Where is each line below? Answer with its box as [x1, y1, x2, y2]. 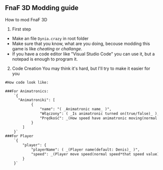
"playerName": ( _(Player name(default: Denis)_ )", [31, 147, 140, 152]
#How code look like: [5, 80, 49, 85]
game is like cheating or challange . [12, 46, 82, 51]
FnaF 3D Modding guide [5, 4, 79, 12]
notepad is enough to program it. [12, 56, 78, 62]
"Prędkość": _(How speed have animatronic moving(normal [39, 116, 158, 121]
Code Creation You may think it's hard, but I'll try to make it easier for [12, 65, 150, 71]
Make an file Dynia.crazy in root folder [12, 35, 89, 41]
